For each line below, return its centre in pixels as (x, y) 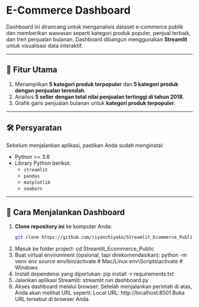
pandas (32, 176)
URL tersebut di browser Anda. (52, 299)
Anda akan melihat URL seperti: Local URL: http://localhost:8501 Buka (99, 293)
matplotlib (37, 182)
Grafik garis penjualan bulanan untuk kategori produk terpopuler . (95, 103)
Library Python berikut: (43, 163)
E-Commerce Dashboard (68, 10)
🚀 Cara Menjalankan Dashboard (66, 212)
